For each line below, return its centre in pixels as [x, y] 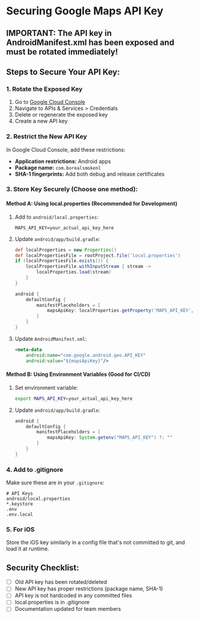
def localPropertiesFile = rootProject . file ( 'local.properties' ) [97, 255]
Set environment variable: [46, 387]
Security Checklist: [43, 567]
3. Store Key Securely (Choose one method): [72, 189]
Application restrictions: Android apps [63, 161]
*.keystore [20, 504]
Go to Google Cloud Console [50, 102]
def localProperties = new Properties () [66, 250]
